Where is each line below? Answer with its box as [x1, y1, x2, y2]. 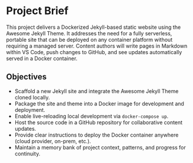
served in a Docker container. [6, 55, 78, 62]
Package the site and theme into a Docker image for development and [14, 100, 184, 107]
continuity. [14, 150, 41, 157]
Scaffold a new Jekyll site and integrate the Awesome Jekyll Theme [14, 87, 179, 95]
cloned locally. [14, 94, 50, 101]
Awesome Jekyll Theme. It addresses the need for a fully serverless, [6, 29, 172, 36]
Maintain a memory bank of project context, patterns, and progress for [14, 144, 187, 151]
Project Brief [6, 4, 69, 18]
